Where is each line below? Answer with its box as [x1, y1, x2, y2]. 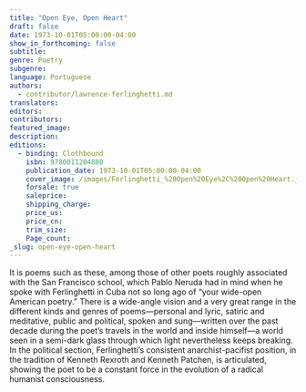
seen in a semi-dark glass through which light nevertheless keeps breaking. [9, 335, 293, 346]
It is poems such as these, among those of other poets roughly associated [9, 267, 288, 278]
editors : [9, 107, 43, 116]
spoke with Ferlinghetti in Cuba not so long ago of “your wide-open [9, 286, 262, 297]
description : [9, 132, 59, 141]
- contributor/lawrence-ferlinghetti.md [17, 89, 173, 98]
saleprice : [25, 191, 67, 201]
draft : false [9, 22, 59, 31]
